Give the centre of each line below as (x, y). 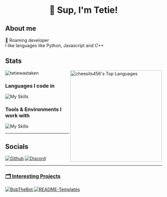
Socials (17, 146)
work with (17, 116)
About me (21, 28)
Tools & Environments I (33, 109)
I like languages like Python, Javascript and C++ (55, 46)
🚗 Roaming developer (27, 40)
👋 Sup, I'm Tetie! (83, 10)
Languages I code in (30, 86)
